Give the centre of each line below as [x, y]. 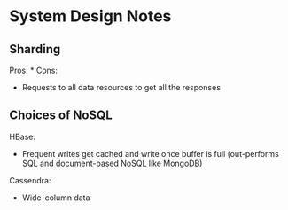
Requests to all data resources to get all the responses [121, 87]
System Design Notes [90, 16]
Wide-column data [56, 198]
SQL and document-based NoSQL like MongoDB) [112, 163]
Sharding [35, 49]
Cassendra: [30, 180]
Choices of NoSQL [61, 116]
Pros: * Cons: [34, 70]
